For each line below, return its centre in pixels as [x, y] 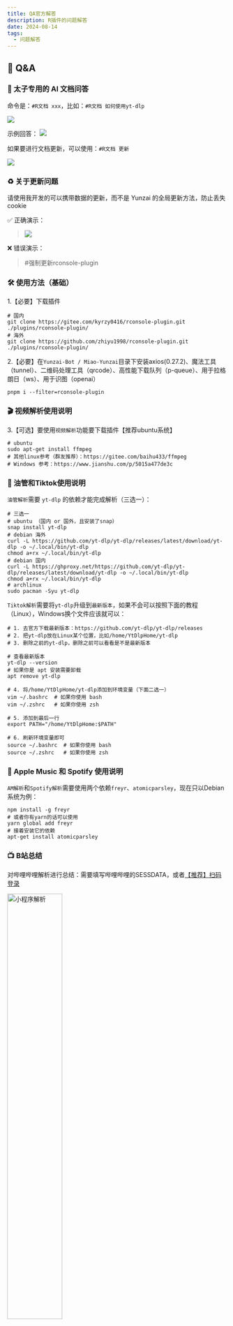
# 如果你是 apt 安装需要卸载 [44, 670]
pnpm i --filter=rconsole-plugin [56, 392]
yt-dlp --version [32, 663]
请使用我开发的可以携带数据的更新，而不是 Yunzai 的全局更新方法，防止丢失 [116, 198]
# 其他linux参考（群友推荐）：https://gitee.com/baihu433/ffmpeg [97, 457]
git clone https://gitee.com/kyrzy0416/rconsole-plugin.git [97, 322]
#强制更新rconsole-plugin [61, 263]
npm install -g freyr [39, 810]
